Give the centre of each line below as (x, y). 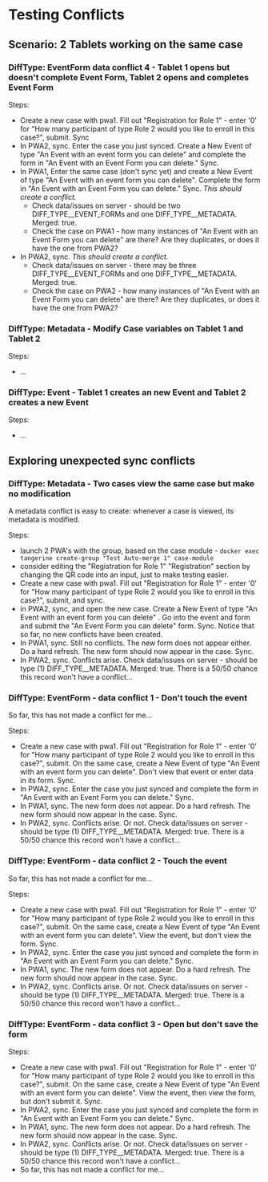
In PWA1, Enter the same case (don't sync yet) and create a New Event (136, 171)
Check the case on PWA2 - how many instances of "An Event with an (146, 290)
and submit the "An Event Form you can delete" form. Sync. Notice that (137, 626)
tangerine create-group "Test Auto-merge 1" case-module (117, 559)
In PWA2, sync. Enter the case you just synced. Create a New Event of (136, 145)
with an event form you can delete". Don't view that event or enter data (136, 772)
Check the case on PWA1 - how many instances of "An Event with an (145, 231)
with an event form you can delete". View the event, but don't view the (136, 935)
